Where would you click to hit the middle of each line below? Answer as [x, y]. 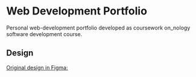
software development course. [44, 34]
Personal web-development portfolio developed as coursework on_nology [98, 28]
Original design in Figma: [37, 67]
